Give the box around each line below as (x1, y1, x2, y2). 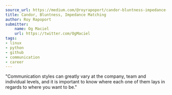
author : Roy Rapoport (5, 17, 52, 22)
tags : (5, 36, 17, 41)
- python (5, 45, 24, 50)
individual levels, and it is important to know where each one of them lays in (5, 79, 165, 85)
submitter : (5, 21, 29, 27)
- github (5, 50, 24, 55)
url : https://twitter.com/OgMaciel (14, 31, 91, 36)
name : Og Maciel (14, 26, 50, 31)
